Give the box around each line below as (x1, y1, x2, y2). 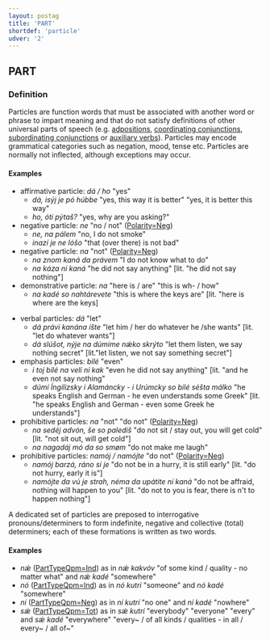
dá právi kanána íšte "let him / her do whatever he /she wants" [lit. (31, 323, 254, 332)
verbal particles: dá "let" (19, 314, 102, 323)
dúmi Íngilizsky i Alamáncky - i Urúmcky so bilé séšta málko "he (31, 382, 246, 392)
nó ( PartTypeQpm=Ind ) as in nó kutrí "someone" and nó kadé (19, 580, 224, 590)
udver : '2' (8, 34, 45, 43)
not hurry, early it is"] (31, 468, 103, 478)
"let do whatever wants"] (31, 331, 115, 340)
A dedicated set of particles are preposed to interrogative (8, 510, 199, 520)
